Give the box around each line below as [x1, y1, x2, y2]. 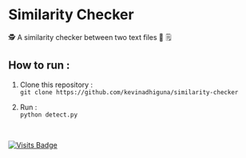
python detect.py [19, 110, 78, 119]
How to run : [8, 58, 70, 73]
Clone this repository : [19, 80, 93, 89]
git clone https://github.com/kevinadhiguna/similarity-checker [19, 88, 239, 97]
